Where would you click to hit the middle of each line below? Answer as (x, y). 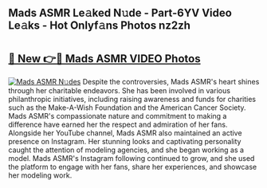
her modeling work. (40, 175)
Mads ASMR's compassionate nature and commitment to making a (118, 116)
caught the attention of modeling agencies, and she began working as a (126, 150)
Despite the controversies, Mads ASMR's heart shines (171, 82)
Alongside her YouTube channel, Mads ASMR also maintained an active (125, 133)
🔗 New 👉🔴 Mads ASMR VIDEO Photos (104, 59)
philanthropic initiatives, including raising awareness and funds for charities (132, 99)
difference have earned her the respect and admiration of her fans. (118, 124)
